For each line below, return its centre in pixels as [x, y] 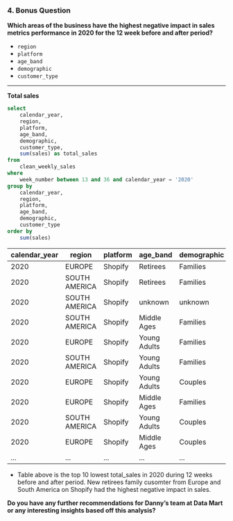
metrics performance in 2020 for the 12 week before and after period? [110, 33]
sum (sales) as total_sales [59, 154]
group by [20, 186]
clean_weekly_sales [48, 167]
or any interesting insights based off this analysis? [81, 510]
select [17, 109]
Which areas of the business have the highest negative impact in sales [111, 26]
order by [20, 231]
